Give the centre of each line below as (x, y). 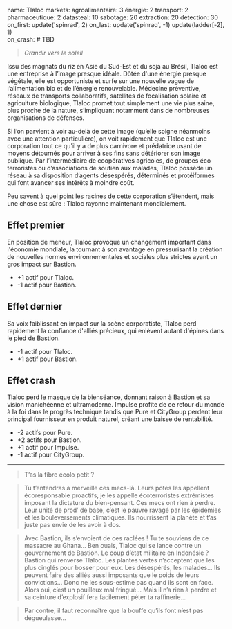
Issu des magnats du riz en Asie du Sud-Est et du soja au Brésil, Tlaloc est (113, 66)
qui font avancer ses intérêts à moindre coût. (71, 183)
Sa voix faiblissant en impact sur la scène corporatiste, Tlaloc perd (102, 323)
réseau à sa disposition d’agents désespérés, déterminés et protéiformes (111, 175)
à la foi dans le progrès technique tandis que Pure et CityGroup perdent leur (115, 412)
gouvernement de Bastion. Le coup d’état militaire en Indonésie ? (116, 553)
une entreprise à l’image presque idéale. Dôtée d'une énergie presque (107, 73)
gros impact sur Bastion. (42, 264)
